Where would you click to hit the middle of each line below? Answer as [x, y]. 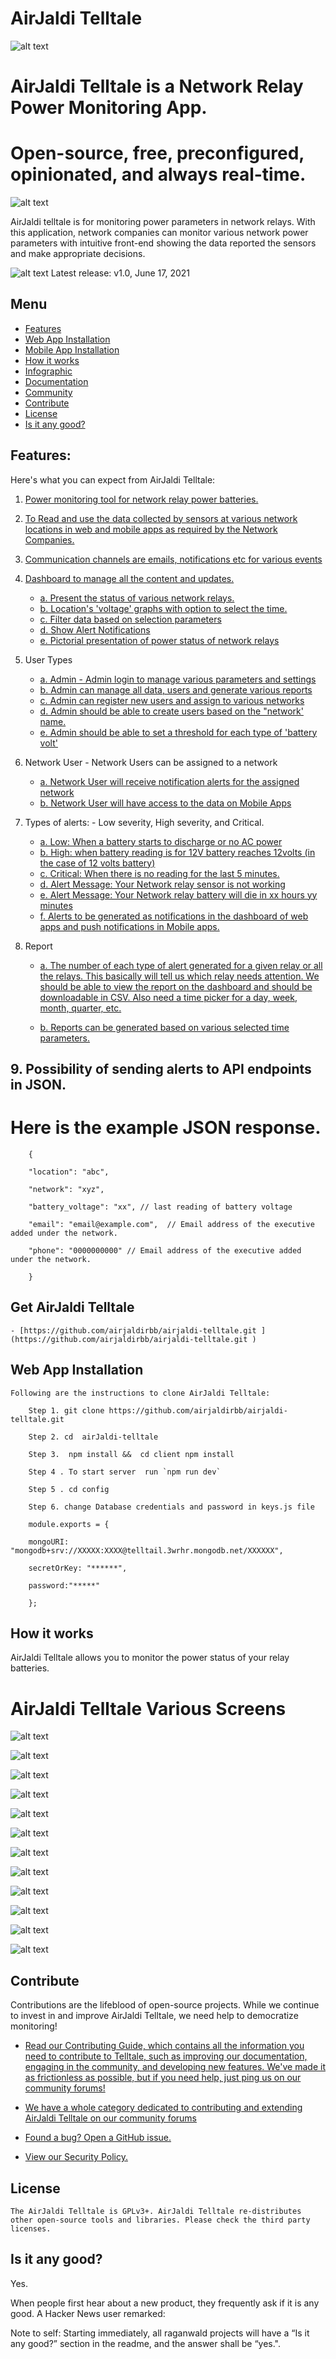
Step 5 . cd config [69, 1489]
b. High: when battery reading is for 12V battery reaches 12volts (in [177, 852]
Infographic [48, 371]
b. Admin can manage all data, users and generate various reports [176, 689]
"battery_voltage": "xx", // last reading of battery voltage [160, 1207]
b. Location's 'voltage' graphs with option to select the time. [163, 608]
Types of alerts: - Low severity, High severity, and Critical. [144, 822]
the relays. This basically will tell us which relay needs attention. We [179, 976]
